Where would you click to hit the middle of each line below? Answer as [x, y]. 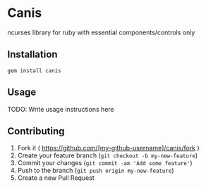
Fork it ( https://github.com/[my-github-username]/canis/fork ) [108, 148]
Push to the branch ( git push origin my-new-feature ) [96, 171]
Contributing [36, 131]
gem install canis [34, 71]
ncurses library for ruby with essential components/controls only [101, 32]
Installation [32, 54]
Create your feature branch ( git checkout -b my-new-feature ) [108, 155]
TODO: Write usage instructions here [61, 109]
